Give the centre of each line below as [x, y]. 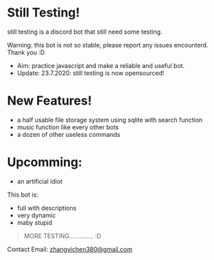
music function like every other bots [68, 127]
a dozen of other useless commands [69, 134]
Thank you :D [26, 52]
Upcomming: [45, 162]
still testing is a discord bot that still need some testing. [85, 32]
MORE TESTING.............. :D [62, 236]
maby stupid [35, 222]
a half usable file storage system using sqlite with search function [110, 120]
